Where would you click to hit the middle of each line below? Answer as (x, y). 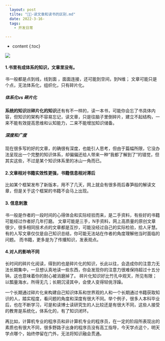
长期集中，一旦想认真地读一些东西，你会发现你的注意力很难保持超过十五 (82, 270)
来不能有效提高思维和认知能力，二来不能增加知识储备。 (61, 123)
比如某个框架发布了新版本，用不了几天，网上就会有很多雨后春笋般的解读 (78, 185)
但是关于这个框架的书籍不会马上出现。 (52, 191)
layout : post (23, 10)
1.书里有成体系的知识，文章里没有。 (41, 67)
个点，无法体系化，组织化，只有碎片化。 (46, 85)
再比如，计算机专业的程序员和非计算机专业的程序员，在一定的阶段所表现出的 (82, 321)
